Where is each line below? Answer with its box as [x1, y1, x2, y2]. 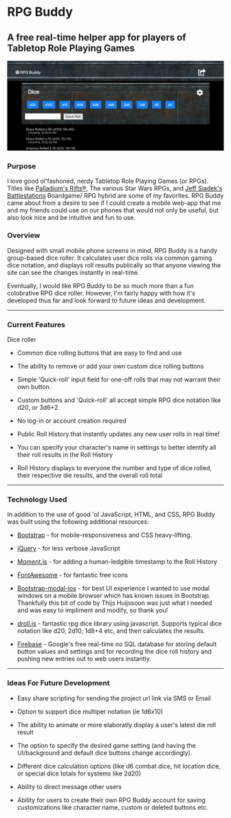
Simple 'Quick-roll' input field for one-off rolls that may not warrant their [16, 375, 221, 384]
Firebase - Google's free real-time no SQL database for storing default [16, 640, 217, 648]
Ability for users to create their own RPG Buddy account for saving [16, 795, 206, 804]
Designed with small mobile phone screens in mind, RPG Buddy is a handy [7, 246, 218, 254]
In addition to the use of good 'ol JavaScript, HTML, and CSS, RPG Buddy [7, 510, 215, 519]
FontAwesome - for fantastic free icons [16, 571, 129, 579]
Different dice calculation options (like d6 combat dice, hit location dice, [16, 762, 221, 770]
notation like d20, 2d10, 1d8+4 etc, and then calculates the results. [16, 627, 206, 635]
